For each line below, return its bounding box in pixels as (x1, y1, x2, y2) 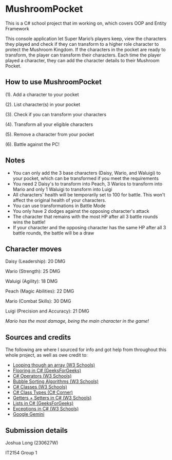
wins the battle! (12, 219, 46, 225)
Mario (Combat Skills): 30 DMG (5, 298, 71, 304)
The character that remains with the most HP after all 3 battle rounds (12, 213, 158, 219)
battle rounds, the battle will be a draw (12, 230, 94, 236)
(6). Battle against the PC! (5, 141, 60, 147)
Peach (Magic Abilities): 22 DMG (5, 288, 74, 295)
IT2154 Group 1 (5, 450, 37, 455)
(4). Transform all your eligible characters (5, 121, 93, 127)
